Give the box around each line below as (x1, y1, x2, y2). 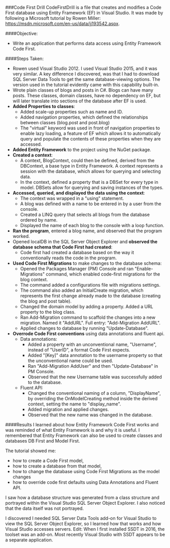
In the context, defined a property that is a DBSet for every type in (20, 179, 158, 185)
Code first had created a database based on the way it (20, 250, 134, 255)
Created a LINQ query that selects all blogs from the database (20, 211, 150, 217)
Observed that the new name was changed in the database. (27, 412, 153, 418)
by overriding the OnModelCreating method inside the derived (27, 396, 158, 401)
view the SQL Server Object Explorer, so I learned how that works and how (5, 520, 161, 527)
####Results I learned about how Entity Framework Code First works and (5, 422, 159, 427)
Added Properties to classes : (12, 103, 75, 109)
